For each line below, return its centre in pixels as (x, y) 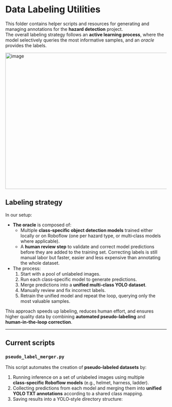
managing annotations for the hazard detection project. (64, 29)
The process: (27, 268)
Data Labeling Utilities (53, 9)
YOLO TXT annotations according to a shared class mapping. (78, 394)
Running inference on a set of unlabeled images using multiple (79, 377)
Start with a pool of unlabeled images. (60, 274)
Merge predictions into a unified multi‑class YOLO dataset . (83, 285)
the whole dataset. (40, 263)
